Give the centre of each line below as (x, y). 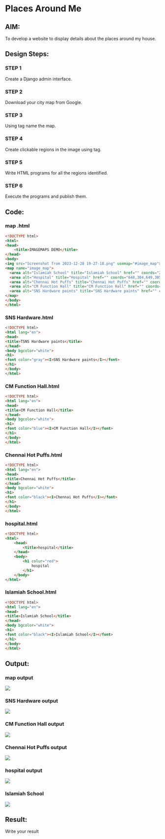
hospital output (24, 770)
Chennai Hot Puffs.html (34, 455)
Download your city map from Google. (44, 102)
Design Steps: (27, 54)
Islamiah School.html (31, 592)
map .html (17, 226)
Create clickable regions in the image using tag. (53, 149)
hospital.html (21, 524)
